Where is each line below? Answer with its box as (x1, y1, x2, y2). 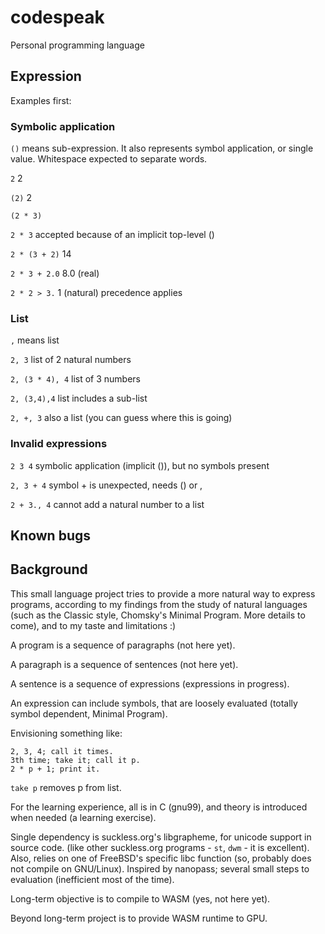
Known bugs (10, 527, 92, 545)
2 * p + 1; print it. (10, 764, 101, 774)
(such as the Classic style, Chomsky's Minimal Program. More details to (10, 609, 306, 621)
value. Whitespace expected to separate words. (10, 153, 208, 165)
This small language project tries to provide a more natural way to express (10, 587, 316, 600)
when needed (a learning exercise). (10, 811, 157, 823)
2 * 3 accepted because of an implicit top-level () (10, 229, 215, 241)
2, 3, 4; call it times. (10, 746, 114, 756)
